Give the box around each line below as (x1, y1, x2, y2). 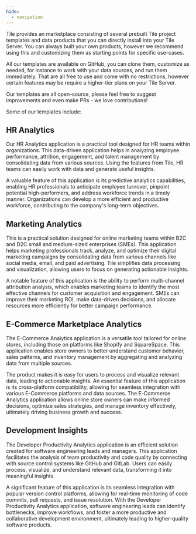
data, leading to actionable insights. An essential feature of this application (6, 377, 186, 384)
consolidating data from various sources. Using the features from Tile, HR (6, 159, 184, 166)
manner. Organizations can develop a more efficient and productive (6, 196, 169, 203)
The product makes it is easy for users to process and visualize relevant (6, 371, 180, 378)
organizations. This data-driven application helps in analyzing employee (6, 147, 180, 154)
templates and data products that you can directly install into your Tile (6, 36, 174, 43)
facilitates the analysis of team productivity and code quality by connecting (6, 454, 187, 461)
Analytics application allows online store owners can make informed (6, 396, 170, 403)
